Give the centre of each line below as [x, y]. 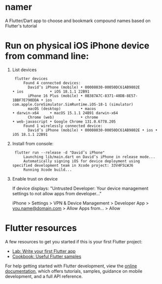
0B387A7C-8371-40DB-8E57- [111, 96]
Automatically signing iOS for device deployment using [82, 161]
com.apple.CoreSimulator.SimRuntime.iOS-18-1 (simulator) [73, 104]
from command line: [47, 56]
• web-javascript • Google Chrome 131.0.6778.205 [64, 122]
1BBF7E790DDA [26, 100]
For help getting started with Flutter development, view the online [71, 266]
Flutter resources [41, 228]
